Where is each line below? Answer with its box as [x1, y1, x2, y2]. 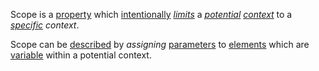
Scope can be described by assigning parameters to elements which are [10, 39, 310, 50]
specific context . [10, 19, 80, 31]
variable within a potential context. [10, 49, 152, 61]
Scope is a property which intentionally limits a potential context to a [10, 9, 293, 20]
